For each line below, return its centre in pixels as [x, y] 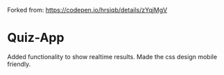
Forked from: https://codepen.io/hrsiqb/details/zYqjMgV [87, 10]
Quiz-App [36, 38]
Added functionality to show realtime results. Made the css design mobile [112, 56]
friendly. [19, 64]
